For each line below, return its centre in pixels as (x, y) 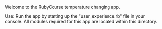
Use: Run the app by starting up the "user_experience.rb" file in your (75, 16)
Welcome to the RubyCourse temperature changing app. (63, 7)
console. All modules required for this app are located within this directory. (81, 22)
